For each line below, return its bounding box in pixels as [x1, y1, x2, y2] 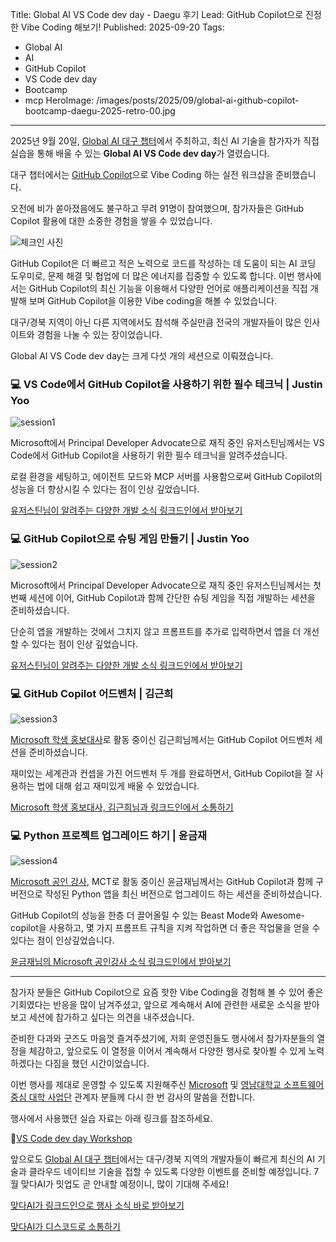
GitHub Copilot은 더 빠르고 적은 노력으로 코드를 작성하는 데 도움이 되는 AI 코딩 [10, 258, 317, 269]
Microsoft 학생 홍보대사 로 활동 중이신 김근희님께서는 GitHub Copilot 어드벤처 [10, 733, 313, 745]
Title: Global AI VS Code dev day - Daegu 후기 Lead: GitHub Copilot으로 [10, 9, 304, 20]
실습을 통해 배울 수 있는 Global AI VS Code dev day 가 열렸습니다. [10, 148, 270, 159]
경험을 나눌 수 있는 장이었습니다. [36, 329, 163, 340]
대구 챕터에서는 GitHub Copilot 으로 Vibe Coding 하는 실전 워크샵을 [10, 169, 274, 180]
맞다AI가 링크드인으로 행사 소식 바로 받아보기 [10, 1199, 185, 1212]
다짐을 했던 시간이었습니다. [44, 1058, 150, 1070]
